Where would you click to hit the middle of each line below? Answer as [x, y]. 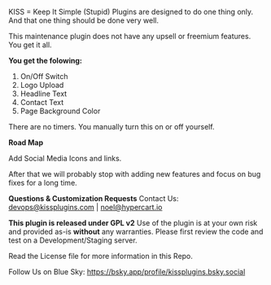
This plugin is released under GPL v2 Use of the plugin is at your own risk [133, 223]
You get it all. [30, 45]
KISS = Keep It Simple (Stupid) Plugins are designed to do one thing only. [131, 12]
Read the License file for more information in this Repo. [101, 256]
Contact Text [42, 102]
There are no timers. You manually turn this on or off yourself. [111, 127]
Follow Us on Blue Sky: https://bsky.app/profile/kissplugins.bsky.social [127, 272]
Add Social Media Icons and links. [65, 158]
